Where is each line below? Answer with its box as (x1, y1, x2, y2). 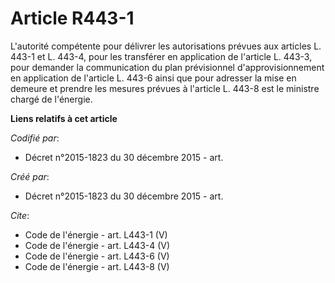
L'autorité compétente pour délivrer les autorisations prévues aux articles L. (10, 40, 322, 52)
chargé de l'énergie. (10, 93, 93, 105)
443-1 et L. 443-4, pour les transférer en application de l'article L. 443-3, (10, 50, 313, 62)
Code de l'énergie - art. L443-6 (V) (24, 250, 170, 262)
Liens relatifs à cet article (10, 112, 118, 124)
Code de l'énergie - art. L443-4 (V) (24, 239, 171, 251)
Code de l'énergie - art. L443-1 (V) (24, 228, 168, 241)
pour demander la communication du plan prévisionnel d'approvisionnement (10, 61, 325, 73)
